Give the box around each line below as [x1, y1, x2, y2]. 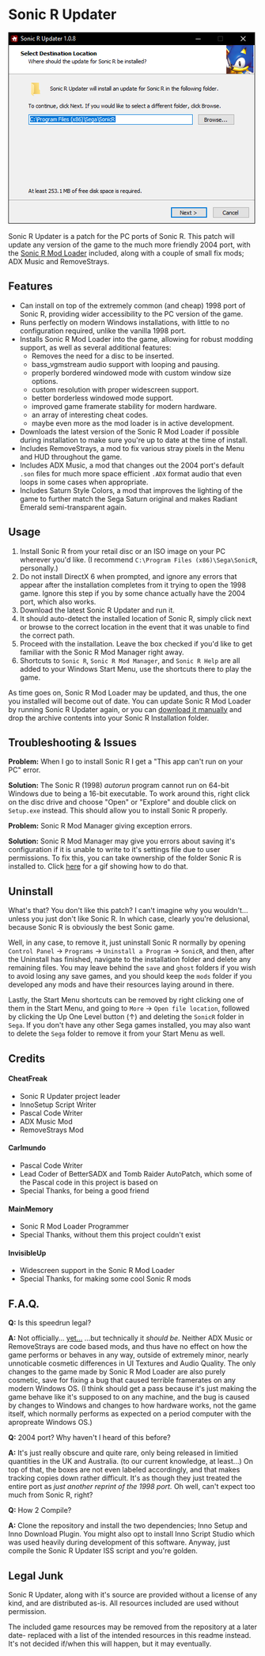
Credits [8, 1052, 46, 1065]
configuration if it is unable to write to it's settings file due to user [8, 845, 221, 855]
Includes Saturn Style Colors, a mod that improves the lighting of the [19, 485, 243, 495]
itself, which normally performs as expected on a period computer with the [8, 1409, 252, 1419]
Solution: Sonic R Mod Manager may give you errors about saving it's [8, 836, 236, 846]
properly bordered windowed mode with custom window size [31, 368, 232, 377]
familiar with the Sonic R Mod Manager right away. [19, 647, 184, 657]
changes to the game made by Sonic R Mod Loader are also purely [8, 1367, 226, 1377]
